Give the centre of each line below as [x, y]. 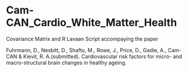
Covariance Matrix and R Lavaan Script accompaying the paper [82, 39]
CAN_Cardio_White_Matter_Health [91, 23]
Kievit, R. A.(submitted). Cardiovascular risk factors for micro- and [102, 56]
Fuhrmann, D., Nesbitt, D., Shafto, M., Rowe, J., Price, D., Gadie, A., [86, 50]
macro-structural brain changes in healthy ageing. [66, 63]
